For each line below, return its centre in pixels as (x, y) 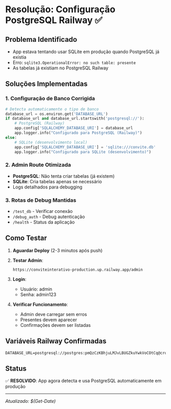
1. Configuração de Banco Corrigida (50, 99)
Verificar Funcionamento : (40, 304)
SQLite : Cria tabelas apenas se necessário (57, 181)
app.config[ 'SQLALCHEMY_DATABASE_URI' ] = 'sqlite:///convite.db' (85, 147)
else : (11, 137)
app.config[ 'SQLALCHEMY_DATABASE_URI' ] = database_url (74, 128)
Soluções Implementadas (47, 84)
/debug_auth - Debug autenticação (49, 217)
